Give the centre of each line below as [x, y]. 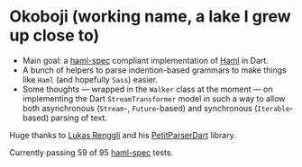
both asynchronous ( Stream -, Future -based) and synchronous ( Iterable [156, 108]
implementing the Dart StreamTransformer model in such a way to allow [154, 98]
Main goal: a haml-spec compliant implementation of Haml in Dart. [145, 60]
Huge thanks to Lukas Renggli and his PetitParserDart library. [123, 135]
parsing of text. [79, 118]
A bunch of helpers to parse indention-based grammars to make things [154, 70]
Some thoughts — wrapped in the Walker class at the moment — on [147, 89]
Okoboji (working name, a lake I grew [150, 17]
